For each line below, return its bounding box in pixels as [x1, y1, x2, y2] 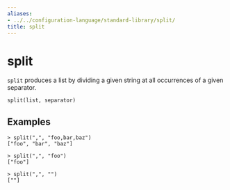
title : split [7, 23, 45, 30]
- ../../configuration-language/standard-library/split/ [7, 17, 176, 24]
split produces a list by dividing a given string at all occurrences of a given [7, 76, 224, 84]
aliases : [7, 10, 33, 17]
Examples [7, 116, 51, 127]
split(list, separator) [7, 97, 76, 104]
